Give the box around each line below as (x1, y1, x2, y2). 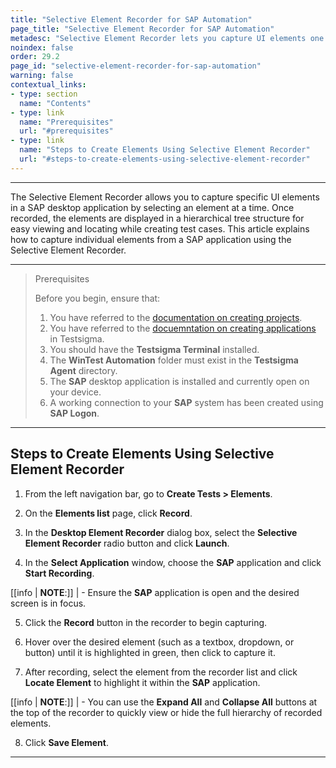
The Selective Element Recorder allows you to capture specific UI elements (10, 191, 320, 203)
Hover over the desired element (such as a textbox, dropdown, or (24, 636, 295, 648)
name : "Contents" (19, 98, 92, 108)
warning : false (10, 71, 74, 81)
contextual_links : (10, 80, 87, 90)
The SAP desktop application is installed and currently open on (49, 375, 310, 387)
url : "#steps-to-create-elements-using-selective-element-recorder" (19, 154, 311, 164)
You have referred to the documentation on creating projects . (49, 311, 303, 323)
